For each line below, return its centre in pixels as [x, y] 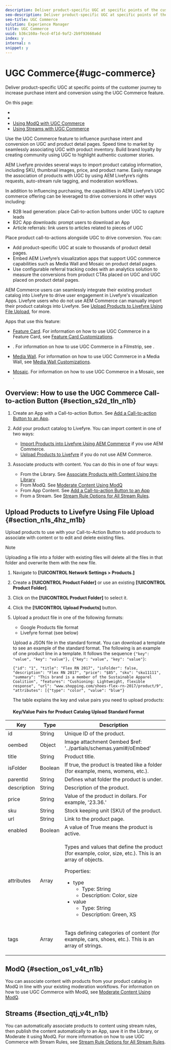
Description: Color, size [110, 896]
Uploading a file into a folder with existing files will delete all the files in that [84, 557]
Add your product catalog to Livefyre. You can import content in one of [87, 428]
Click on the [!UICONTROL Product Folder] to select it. [70, 598]
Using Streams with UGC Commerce [51, 128]
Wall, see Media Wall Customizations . [52, 362]
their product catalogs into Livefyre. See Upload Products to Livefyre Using [84, 306]
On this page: [19, 102]
